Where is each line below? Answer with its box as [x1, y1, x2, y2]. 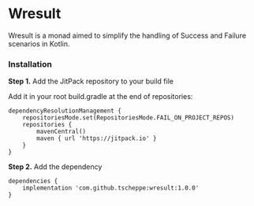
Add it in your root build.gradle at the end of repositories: [8, 92, 193, 101]
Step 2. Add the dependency [8, 162, 103, 171]
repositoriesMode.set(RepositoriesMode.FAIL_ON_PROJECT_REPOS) [22, 114, 235, 122]
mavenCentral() [36, 127, 87, 136]
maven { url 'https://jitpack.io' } [36, 134, 157, 142]
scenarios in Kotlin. [8, 39, 70, 48]
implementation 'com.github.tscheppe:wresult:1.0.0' [22, 184, 200, 193]
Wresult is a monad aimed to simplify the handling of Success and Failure [8, 31, 247, 40]
